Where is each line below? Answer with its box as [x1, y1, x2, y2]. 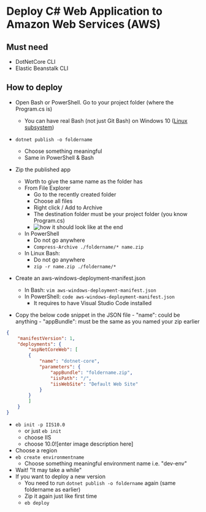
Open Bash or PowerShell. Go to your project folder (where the [15, 98, 174, 106]
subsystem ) [24, 123, 55, 131]
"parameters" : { [39, 364, 81, 370]
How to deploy [6, 82, 63, 93]
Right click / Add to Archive [33, 204, 103, 211]
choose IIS [24, 433, 51, 441]
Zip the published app [15, 166, 71, 173]
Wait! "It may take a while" [15, 466, 82, 473]
